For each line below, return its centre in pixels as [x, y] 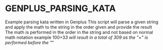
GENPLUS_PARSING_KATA [61, 8]
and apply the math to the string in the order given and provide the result [79, 27]
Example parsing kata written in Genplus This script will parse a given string [82, 22]
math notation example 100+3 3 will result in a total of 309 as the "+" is [77, 37]
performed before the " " [29, 42]
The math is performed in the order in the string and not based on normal [79, 32]
